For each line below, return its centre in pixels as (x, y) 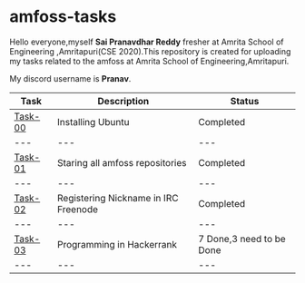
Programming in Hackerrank (117, 244)
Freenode (78, 209)
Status (245, 101)
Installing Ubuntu (93, 122)
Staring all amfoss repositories (122, 162)
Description (123, 101)
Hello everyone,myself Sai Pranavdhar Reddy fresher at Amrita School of (147, 42)
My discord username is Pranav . (70, 78)
